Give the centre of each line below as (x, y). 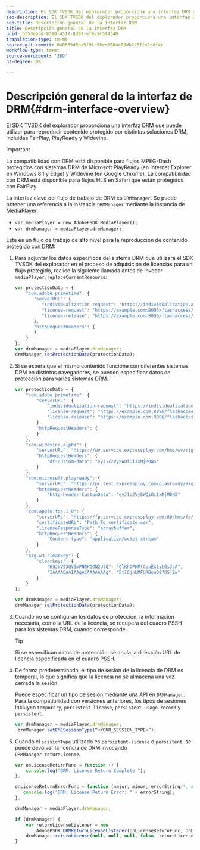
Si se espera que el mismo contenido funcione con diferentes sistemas (101, 366)
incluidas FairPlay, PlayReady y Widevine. (57, 138)
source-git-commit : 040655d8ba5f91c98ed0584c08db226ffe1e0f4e (85, 45)
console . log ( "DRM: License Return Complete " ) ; (86, 770)
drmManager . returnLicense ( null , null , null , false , (91, 836)
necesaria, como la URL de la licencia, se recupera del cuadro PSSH (99, 623)
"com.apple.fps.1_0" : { (55, 511)
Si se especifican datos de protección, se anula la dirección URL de (97, 652)
